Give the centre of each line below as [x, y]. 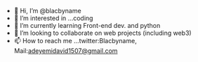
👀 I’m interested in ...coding [53, 18]
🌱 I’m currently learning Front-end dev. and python [87, 25]
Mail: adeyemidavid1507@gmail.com [66, 51]
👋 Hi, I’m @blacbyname [48, 11]
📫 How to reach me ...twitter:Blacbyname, [75, 41]
